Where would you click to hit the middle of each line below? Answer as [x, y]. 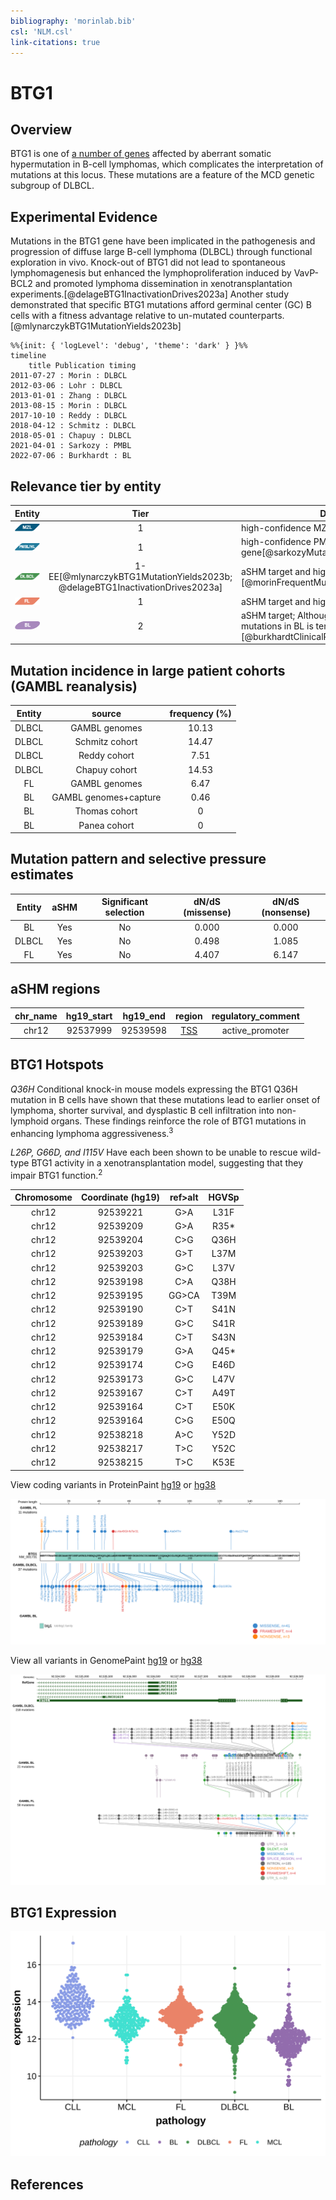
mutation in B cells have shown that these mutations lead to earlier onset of [165, 1099]
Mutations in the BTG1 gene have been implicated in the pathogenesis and [163, 241]
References [47, 2184]
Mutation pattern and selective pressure [138, 859]
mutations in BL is [277, 626]
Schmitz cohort [106, 742]
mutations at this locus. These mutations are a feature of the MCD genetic [162, 175]
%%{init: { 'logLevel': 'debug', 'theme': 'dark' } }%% [129, 346]
